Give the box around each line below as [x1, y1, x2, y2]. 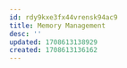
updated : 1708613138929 [9, 37, 98, 47]
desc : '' [9, 29, 42, 38]
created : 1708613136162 [9, 46, 98, 55]
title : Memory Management [9, 21, 106, 30]
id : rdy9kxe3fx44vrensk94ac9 [9, 12, 118, 22]
